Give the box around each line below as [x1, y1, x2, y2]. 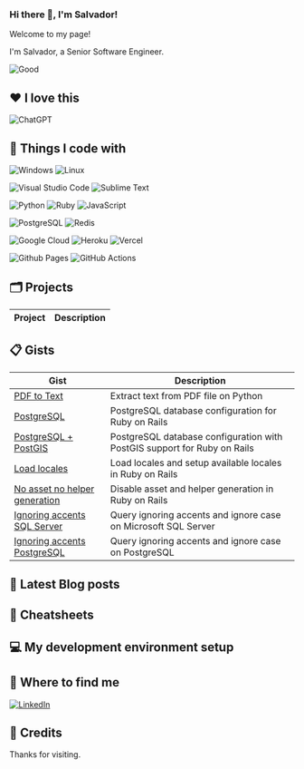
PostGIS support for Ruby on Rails [109, 442, 255, 454]
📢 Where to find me [9, 675, 120, 690]
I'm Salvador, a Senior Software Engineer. [9, 46, 165, 57]
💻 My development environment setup [9, 639, 234, 655]
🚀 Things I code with [9, 141, 127, 156]
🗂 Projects [9, 280, 74, 296]
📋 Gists [9, 343, 55, 358]
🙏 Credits [9, 725, 63, 740]
